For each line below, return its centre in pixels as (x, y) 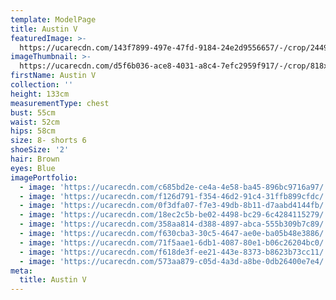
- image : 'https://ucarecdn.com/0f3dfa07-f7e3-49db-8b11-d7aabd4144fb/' (174, 206)
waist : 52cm (35, 122)
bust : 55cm (33, 112)
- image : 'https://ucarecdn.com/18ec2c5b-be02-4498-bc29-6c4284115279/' (174, 215)
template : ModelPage (53, 19)
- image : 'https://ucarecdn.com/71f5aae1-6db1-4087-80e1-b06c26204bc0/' (174, 242)
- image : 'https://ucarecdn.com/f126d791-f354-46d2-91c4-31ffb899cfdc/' (174, 196)
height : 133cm (40, 94)
